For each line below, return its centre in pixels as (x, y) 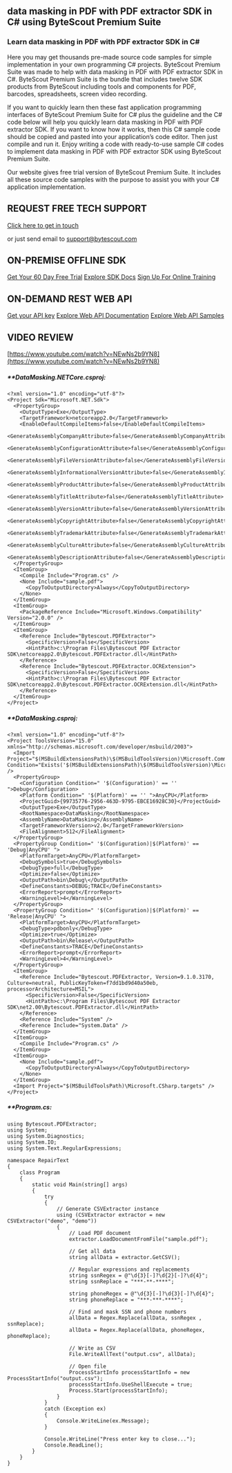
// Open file (88, 1366)
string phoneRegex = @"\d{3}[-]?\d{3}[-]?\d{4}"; (142, 1294)
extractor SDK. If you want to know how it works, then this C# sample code (114, 129)
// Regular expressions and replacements (129, 1269)
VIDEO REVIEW (40, 337)
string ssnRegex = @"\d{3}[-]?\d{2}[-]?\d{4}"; (138, 1275)
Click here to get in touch (43, 225)
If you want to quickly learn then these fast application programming (104, 107)
